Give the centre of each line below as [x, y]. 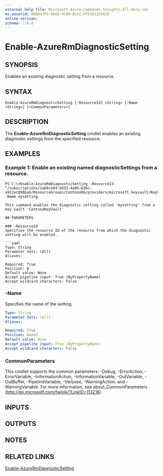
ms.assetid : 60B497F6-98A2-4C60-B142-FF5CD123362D [57, 14]
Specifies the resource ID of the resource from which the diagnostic [78, 230]
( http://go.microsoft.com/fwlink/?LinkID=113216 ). [54, 392]
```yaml [13, 243]
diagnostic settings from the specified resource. [53, 138]
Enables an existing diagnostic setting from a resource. [60, 77]
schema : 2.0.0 [19, 23]
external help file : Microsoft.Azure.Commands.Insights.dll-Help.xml [77, 9]
